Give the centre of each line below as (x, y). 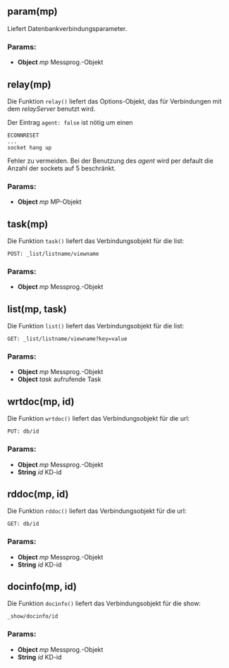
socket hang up (30, 147)
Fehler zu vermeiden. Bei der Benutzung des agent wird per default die (110, 161)
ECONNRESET (23, 135)
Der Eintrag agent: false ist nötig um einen (70, 122)
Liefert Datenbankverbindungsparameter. (67, 28)
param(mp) (32, 12)
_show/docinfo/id (33, 617)
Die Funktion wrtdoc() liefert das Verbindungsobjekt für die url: (99, 419)
